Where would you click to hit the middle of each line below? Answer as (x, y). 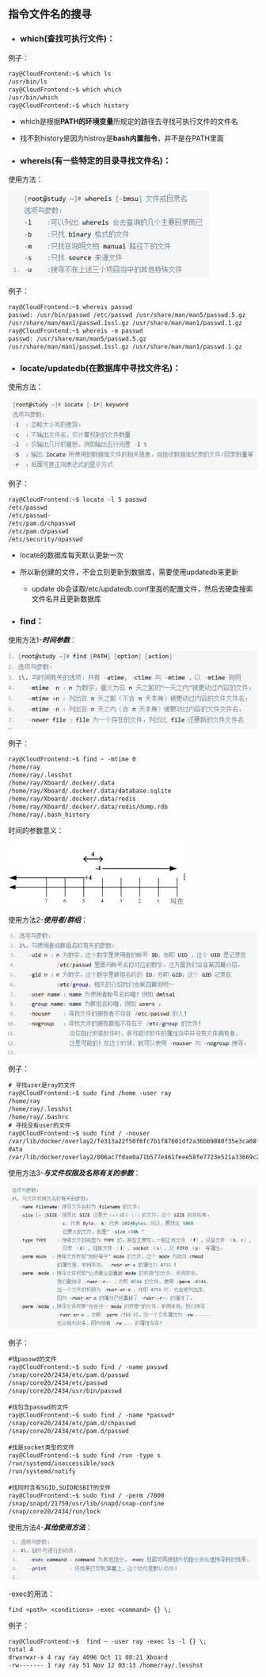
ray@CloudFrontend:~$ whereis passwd (70, 307)
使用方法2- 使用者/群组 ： (48, 920)
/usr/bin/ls (28, 82)
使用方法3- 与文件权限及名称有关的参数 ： (74, 1173)
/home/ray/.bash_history (49, 815)
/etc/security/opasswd (46, 539)
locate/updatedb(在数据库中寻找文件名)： (100, 368)
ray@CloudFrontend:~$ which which (65, 90)
